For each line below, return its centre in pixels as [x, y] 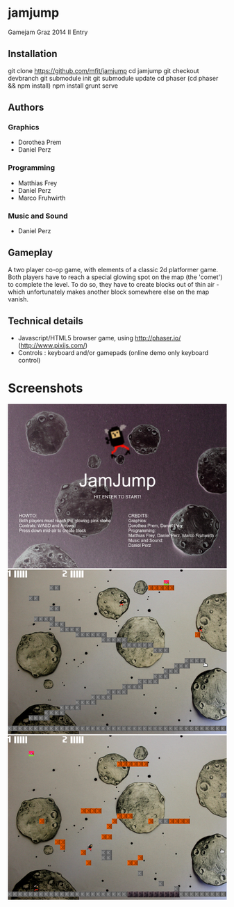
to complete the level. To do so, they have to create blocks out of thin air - [114, 284]
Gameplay [31, 253]
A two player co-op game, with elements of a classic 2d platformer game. [113, 269]
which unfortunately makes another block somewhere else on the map [109, 292]
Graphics [24, 127]
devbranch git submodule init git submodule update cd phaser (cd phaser [113, 78]
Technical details [46, 321]
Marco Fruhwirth [42, 198]
